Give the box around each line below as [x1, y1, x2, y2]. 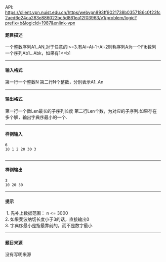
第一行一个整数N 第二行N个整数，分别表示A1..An [5, 79, 104, 85]
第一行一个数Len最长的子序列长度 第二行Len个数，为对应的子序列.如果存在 [5, 108, 157, 114]
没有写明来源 [5, 252, 31, 258]
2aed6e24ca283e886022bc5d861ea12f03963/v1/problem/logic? [5, 15, 137, 20]
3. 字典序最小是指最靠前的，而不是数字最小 [5, 223, 93, 229]
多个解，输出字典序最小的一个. [5, 114, 68, 120]
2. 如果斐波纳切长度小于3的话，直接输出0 [5, 216, 89, 222]
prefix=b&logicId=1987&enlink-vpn [5, 20, 76, 26]
